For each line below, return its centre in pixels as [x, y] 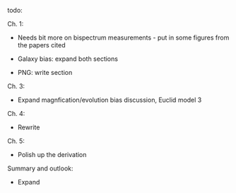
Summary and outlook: [40, 168]
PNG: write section [45, 72]
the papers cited [41, 45]
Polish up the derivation [52, 154]
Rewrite [29, 127]
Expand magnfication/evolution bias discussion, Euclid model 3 [110, 100]
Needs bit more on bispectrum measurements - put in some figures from [123, 37]
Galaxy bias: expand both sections [68, 59]
